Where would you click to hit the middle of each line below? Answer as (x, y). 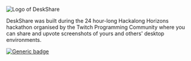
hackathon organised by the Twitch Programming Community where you (96, 27)
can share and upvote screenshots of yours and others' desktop (85, 33)
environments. (24, 40)
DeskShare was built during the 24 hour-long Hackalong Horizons (87, 21)
